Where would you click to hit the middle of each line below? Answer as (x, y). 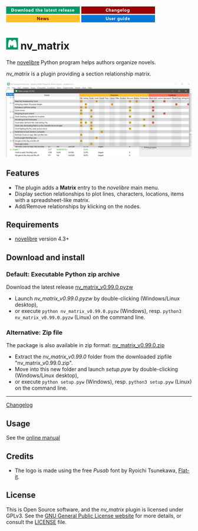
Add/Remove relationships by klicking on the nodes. (78, 206)
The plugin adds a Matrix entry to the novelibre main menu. (87, 187)
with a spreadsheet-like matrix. (52, 200)
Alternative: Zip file (34, 332)
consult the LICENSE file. (36, 522)
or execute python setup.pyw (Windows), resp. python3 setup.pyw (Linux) (103, 382)
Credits (20, 456)
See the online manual (33, 438)
